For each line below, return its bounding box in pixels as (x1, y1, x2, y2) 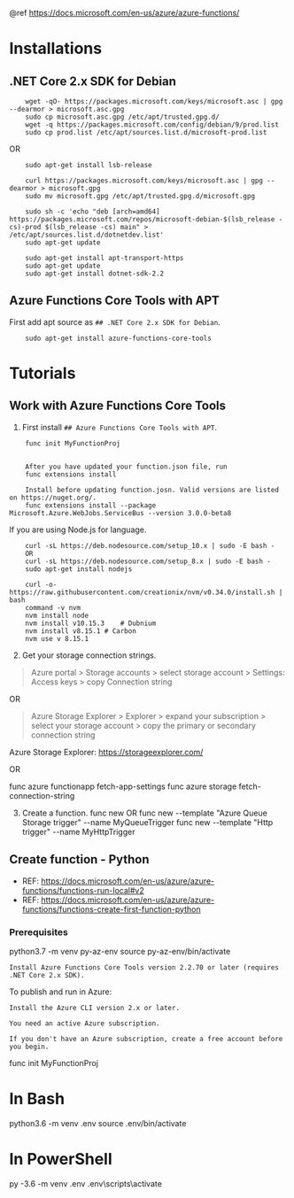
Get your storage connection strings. (21, 650, 157, 661)
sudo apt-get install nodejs (25, 564, 133, 574)
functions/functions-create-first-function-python (21, 903, 201, 915)
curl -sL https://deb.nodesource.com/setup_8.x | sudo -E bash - (25, 557, 272, 566)
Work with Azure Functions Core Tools (9, 398, 227, 414)
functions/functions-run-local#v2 (21, 885, 144, 895)
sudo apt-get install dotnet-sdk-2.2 (25, 269, 165, 278)
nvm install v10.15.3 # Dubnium (25, 619, 157, 628)
